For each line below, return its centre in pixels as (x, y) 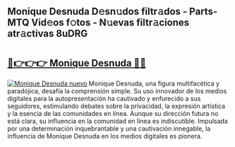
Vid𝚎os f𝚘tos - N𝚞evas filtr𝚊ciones (110, 23)
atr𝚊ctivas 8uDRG (48, 34)
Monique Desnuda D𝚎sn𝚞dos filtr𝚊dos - (97, 12)
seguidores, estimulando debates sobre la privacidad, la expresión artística (116, 106)
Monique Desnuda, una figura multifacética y (154, 83)
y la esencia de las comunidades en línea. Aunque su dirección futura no (113, 113)
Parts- (203, 12)
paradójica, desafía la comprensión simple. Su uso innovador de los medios (117, 91)
